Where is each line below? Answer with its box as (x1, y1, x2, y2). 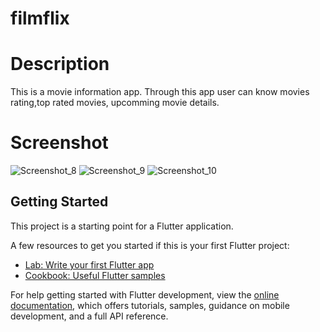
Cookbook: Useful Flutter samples (24, 269, 166, 281)
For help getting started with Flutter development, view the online (10, 288, 280, 301)
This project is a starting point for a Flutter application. (10, 220, 234, 232)
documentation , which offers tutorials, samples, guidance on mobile (10, 299, 290, 311)
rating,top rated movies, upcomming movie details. (10, 97, 220, 109)
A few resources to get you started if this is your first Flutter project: (10, 239, 290, 251)
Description (10, 53, 110, 76)
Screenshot (10, 132, 109, 154)
